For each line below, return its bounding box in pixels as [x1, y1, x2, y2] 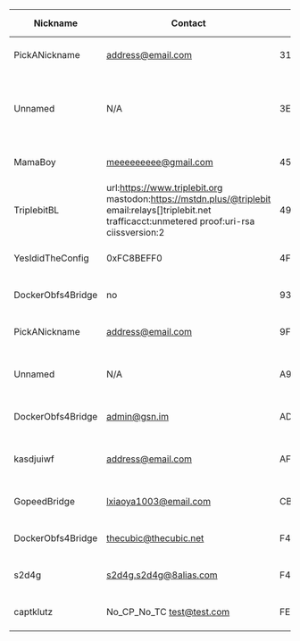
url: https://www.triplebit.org [105, 182, 223, 194]
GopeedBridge [13, 495, 76, 507]
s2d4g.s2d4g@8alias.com [105, 569, 218, 581]
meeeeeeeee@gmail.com [105, 156, 213, 168]
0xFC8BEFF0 [105, 252, 162, 264]
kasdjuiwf [13, 453, 55, 465]
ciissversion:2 [105, 227, 165, 238]
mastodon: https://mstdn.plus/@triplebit [105, 193, 271, 204]
